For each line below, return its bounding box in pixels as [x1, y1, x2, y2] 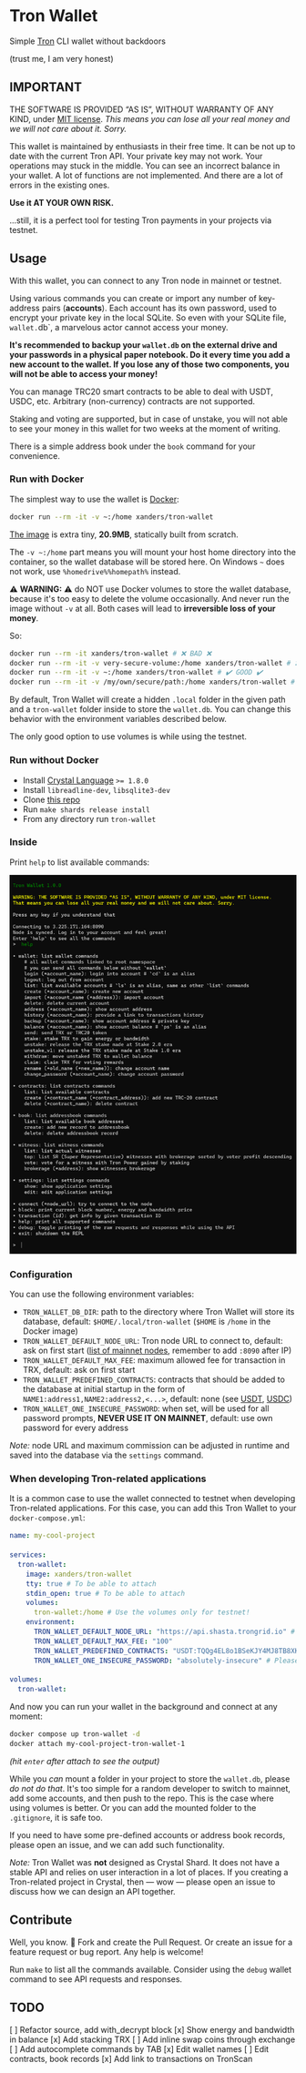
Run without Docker [9, 754, 99, 767]
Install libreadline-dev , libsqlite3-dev [22, 784, 171, 795]
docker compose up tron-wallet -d [9, 1730, 141, 1739]
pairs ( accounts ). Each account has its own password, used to [41, 302, 278, 313]
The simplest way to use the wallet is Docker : [9, 493, 179, 504]
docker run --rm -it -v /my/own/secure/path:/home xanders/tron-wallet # [9, 677, 296, 687]
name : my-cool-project [9, 1531, 96, 1540]
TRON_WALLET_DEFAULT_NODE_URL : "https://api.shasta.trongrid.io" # [33, 1627, 296, 1637]
